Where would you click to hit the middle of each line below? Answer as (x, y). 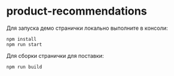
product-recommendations (77, 11)
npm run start (24, 44)
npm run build (24, 67)
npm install (21, 39)
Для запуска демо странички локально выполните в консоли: (87, 28)
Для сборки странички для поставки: (55, 55)
